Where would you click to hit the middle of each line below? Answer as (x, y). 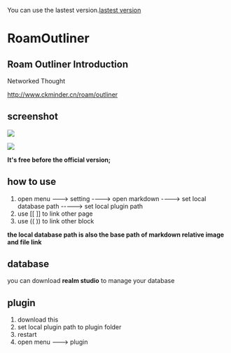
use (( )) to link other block (56, 221)
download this (38, 320)
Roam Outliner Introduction (68, 64)
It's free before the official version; (59, 160)
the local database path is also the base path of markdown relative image (116, 235)
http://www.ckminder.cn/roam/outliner (63, 95)
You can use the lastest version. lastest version (74, 10)
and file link (24, 242)
